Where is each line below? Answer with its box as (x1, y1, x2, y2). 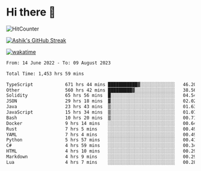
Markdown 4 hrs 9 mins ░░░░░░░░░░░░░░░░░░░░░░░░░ (6, 154, 175, 160)
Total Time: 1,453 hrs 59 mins (6, 71, 84, 77)
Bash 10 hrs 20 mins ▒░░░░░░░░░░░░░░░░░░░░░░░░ (6, 115, 175, 121)
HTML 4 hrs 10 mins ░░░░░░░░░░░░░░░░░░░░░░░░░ (6, 148, 175, 154)
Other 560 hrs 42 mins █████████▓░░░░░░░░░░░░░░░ (6, 87, 175, 93)
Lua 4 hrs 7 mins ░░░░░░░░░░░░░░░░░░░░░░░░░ (6, 159, 175, 165)
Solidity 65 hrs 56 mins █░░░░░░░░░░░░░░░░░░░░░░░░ (6, 93, 175, 99)
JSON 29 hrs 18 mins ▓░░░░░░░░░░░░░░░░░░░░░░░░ (6, 98, 175, 104)
